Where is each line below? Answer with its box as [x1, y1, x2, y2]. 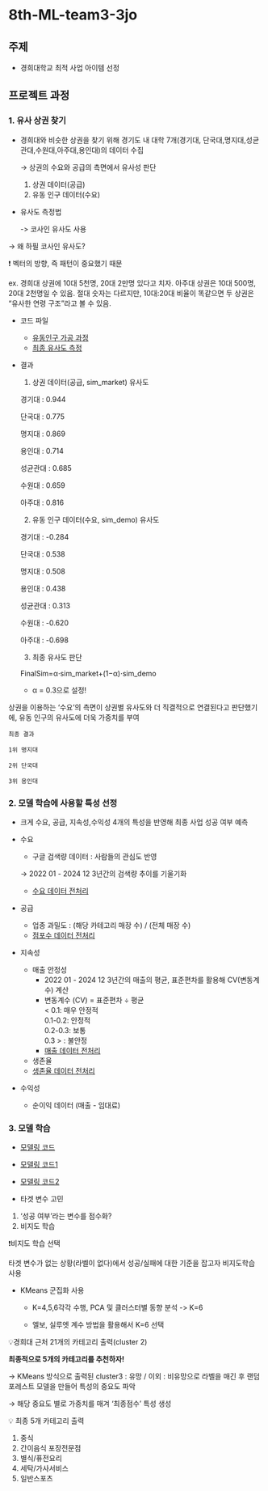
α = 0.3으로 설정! [31, 685, 87, 695]
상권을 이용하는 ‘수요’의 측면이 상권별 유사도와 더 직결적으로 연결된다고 [8, 702, 230, 712]
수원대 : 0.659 [19, 480, 66, 490]
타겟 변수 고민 [19, 1194, 64, 1204]
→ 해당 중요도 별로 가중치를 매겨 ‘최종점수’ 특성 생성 [8, 1399, 172, 1408]
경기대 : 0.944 [19, 394, 66, 404]
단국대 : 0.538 [19, 549, 66, 559]
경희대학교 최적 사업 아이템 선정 [19, 63, 119, 72]
